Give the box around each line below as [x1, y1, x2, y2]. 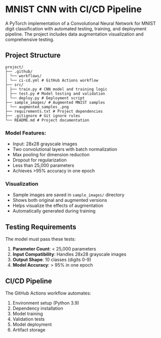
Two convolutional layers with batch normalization [12, 146, 117, 152]
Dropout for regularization [12, 157, 67, 163]
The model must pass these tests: [5, 236, 76, 242]
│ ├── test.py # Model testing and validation [5, 91, 105, 96]
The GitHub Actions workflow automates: [5, 290, 91, 296]
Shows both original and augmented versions [12, 197, 107, 203]
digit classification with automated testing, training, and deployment [5, 25, 147, 31]
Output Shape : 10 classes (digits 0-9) [12, 257, 92, 263]
